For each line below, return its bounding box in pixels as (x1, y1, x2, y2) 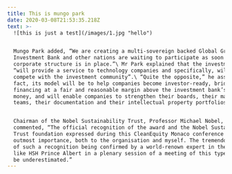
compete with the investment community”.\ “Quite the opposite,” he (13, 73, 215, 80)
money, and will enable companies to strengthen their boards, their (13, 93, 217, 100)
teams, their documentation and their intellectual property (13, 99, 193, 106)
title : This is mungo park (7, 10, 85, 17)
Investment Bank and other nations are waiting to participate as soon (13, 55, 224, 61)
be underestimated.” (13, 156, 72, 163)
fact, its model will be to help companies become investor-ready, (13, 80, 212, 87)
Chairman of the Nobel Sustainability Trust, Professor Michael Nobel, (13, 118, 224, 125)
